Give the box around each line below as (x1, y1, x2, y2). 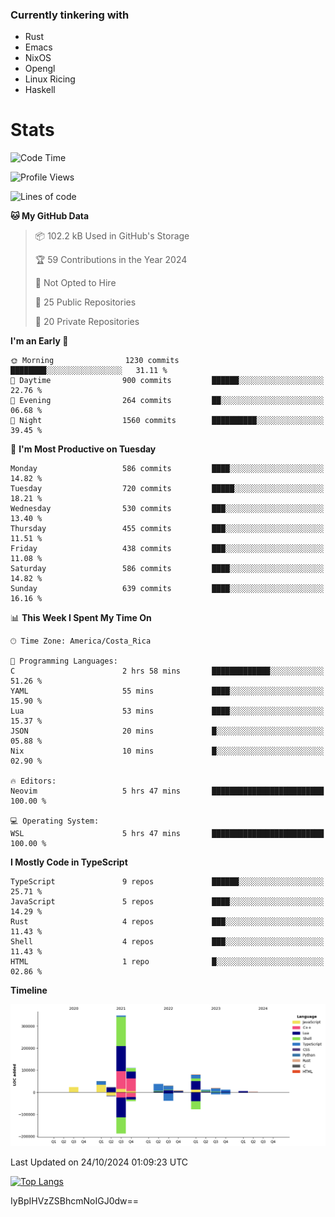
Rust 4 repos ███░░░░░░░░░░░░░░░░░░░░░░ (10, 917, 325, 927)
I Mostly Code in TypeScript (10, 856, 128, 868)
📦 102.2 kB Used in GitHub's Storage (34, 230, 190, 242)
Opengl (24, 63, 56, 75)
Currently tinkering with (10, 8, 130, 22)
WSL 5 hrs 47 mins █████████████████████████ (10, 829, 325, 839)
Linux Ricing (24, 73, 76, 85)
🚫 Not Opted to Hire (34, 277, 117, 289)
